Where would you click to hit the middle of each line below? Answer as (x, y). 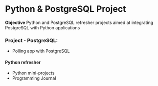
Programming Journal (34, 78)
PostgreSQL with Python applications (43, 27)
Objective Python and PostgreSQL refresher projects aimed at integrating (79, 22)
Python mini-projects (33, 73)
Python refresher (23, 62)
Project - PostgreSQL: (32, 40)
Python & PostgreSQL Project (66, 9)
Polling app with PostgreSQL (41, 51)
